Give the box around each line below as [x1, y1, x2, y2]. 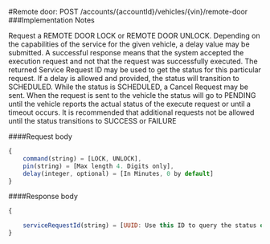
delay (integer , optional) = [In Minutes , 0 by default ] [22, 169, 215, 177]
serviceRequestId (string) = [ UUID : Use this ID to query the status [22, 222, 257, 230]
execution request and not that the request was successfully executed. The [8, 56, 259, 66]
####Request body [8, 132, 72, 141]
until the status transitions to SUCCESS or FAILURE [8, 116, 177, 125]
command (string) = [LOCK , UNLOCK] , [22, 154, 142, 163]
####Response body [8, 192, 79, 201]
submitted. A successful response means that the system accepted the [8, 48, 244, 57]
